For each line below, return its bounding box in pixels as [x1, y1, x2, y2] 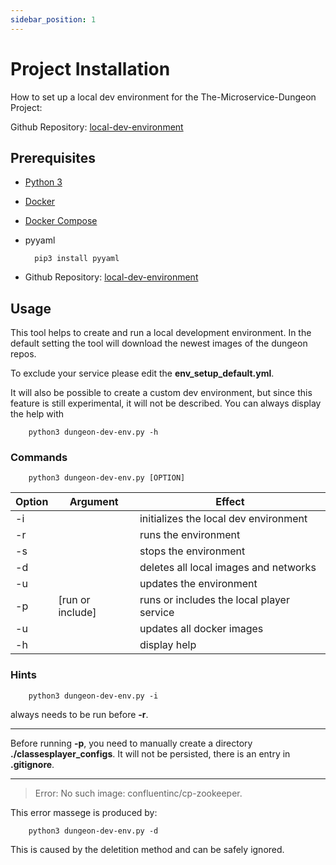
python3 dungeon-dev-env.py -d [28, 826, 159, 836]
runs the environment [139, 528, 241, 542]
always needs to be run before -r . [10, 708, 149, 720]
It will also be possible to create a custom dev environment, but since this [10, 387, 313, 399]
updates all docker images [139, 622, 264, 636]
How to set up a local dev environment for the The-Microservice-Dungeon [10, 91, 317, 103]
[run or [58, 593, 91, 607]
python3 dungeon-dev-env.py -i [28, 691, 159, 701]
